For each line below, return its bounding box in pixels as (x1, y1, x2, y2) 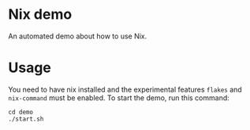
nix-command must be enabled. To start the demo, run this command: (8, 92, 230, 103)
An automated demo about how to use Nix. (8, 31, 147, 41)
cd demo (8, 108, 34, 116)
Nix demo (8, 5, 73, 23)
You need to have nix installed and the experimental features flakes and (8, 85, 242, 94)
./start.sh (8, 115, 44, 123)
